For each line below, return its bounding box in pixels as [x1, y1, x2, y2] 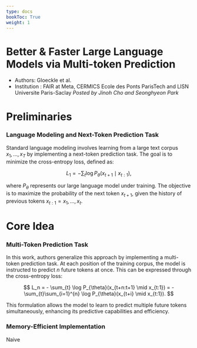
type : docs [6, 8, 33, 15]
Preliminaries [6, 110, 72, 123]
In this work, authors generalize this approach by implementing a [6, 254, 163, 261]
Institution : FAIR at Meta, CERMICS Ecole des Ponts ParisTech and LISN [14, 83, 189, 90]
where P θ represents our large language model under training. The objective [6, 182, 191, 191]
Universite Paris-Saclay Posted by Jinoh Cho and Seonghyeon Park [14, 89, 179, 96]
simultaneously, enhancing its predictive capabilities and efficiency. [6, 308, 169, 315]
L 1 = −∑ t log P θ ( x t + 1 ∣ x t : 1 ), [66, 169, 132, 178]
